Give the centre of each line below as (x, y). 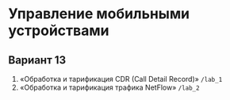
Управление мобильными (99, 14)
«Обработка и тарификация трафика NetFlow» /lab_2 (109, 87)
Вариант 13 (37, 60)
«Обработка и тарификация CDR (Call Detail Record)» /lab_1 (121, 79)
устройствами (59, 31)
